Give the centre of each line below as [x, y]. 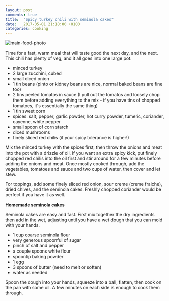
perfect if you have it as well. [35, 195]
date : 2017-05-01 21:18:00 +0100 [43, 24]
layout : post [19, 10]
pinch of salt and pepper [38, 246]
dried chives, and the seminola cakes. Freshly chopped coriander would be [83, 189]
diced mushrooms [31, 132]
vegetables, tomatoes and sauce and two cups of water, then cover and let [83, 169]
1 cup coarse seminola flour [41, 235]
